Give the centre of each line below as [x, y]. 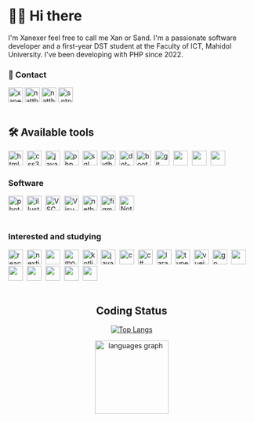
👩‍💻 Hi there [45, 16]
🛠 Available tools [51, 132]
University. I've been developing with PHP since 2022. [96, 54]
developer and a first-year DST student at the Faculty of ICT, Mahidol [120, 45]
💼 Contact [27, 75]
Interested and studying [55, 237]
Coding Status [132, 311]
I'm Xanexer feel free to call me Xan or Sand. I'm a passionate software [122, 38]
